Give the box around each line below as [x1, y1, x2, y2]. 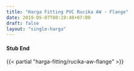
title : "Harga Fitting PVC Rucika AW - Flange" [6, 8, 129, 15]
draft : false [6, 20, 39, 26]
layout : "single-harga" [6, 25, 67, 32]
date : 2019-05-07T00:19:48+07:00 [6, 15, 91, 21]
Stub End [6, 44, 30, 52]
